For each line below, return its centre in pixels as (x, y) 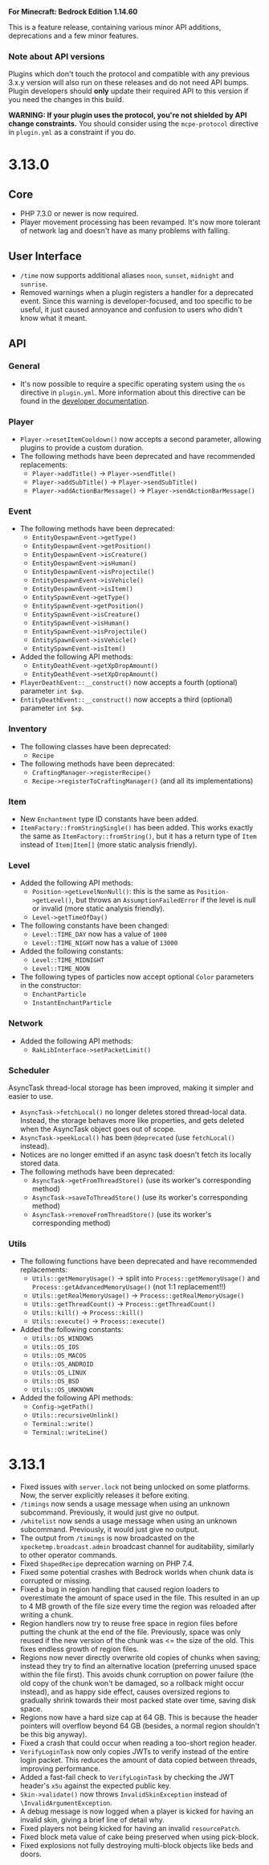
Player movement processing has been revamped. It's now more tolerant (140, 222)
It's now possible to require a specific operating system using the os (132, 383)
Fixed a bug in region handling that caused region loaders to (119, 1589)
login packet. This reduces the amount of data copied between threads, (139, 1760)
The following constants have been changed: (95, 926)
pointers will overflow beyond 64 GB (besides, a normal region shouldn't (140, 1726)
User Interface (45, 256)
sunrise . (34, 284)
